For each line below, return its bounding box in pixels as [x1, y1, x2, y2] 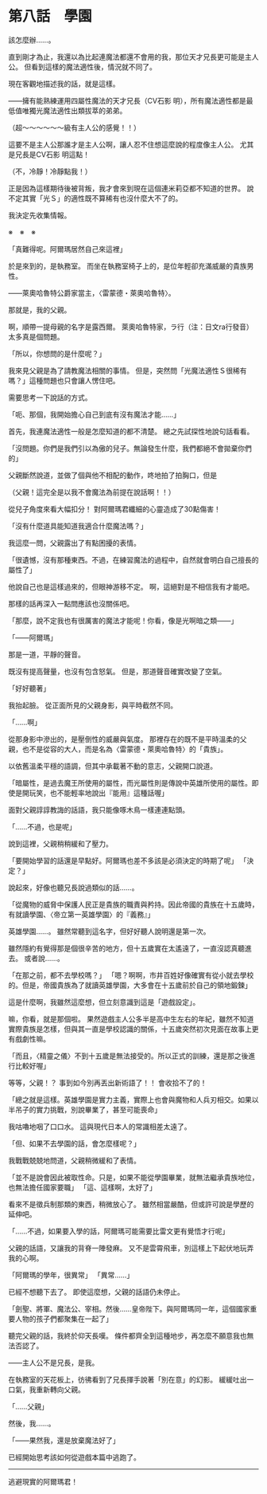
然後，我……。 [8, 1418, 56, 1428]
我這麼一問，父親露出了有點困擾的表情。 [8, 538, 141, 547]
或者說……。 [23, 953, 65, 963]
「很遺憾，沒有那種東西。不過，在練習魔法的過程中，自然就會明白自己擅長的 [8, 555, 259, 564]
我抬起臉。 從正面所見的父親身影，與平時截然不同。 [8, 700, 177, 710]
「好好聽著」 [8, 683, 50, 693]
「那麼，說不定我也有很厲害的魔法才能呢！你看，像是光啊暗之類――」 [8, 615, 238, 625]
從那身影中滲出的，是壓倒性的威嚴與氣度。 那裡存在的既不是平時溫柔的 [8, 734, 240, 743]
